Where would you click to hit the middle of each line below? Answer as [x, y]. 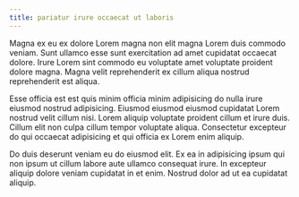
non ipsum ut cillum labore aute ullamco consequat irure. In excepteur [138, 163]
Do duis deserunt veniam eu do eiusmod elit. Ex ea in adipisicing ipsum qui [147, 154]
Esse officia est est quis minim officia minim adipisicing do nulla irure [136, 98]
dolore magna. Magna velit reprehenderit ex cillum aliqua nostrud [129, 72]
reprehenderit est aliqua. [55, 81]
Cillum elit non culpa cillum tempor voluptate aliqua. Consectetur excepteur [148, 127]
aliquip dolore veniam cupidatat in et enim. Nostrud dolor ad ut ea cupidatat [149, 173]
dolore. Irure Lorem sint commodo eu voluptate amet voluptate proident [141, 62]
